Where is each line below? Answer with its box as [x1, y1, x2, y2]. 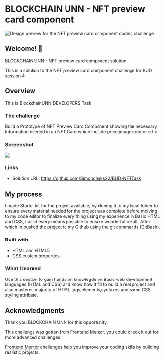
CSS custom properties [12, 253, 60, 259]
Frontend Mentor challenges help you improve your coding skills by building [5, 344, 159, 350]
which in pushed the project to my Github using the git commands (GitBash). [5, 224, 160, 230]
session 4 [5, 73, 25, 79]
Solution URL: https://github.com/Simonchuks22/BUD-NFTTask [12, 175, 141, 181]
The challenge [5, 112, 40, 119]
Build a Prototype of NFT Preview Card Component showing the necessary [5, 123, 157, 129]
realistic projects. [5, 349, 40, 355]
